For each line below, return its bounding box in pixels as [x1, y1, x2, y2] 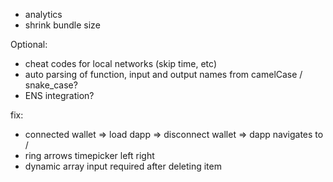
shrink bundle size [24, 19, 101, 31]
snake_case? [24, 79, 78, 91]
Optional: [10, 39, 48, 50]
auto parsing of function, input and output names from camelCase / [24, 69, 303, 80]
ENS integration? [24, 90, 95, 101]
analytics [24, 9, 63, 20]
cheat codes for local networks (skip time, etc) [24, 58, 218, 69]
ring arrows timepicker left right [24, 150, 155, 161]
